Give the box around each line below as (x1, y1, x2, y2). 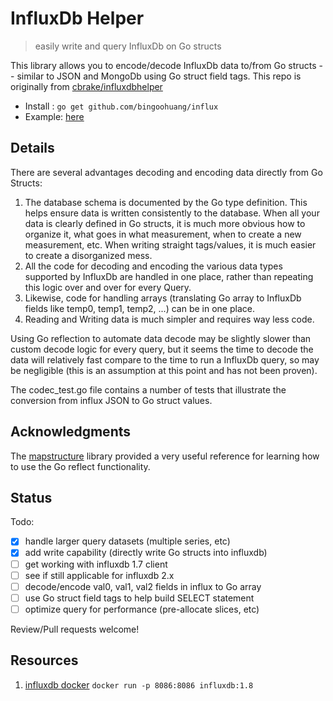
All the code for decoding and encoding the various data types (24, 260, 283, 272)
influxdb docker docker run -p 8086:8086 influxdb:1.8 (24, 678, 254, 691)
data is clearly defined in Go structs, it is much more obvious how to (24, 217, 306, 229)
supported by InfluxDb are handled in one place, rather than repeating (24, 270, 314, 282)
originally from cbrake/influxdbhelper (10, 80, 163, 92)
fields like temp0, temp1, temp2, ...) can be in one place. (24, 302, 255, 314)
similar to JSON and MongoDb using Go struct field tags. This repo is (16, 70, 302, 82)
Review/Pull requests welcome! (10, 623, 140, 635)
